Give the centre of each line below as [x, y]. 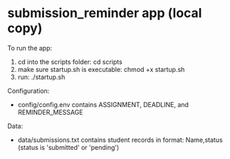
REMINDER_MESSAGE [50, 112]
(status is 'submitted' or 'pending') [68, 147]
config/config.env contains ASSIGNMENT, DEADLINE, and [103, 104]
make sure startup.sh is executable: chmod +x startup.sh [101, 69]
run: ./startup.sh [41, 77]
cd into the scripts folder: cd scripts [70, 61]
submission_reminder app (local [105, 13]
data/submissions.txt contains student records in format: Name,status [120, 140]
